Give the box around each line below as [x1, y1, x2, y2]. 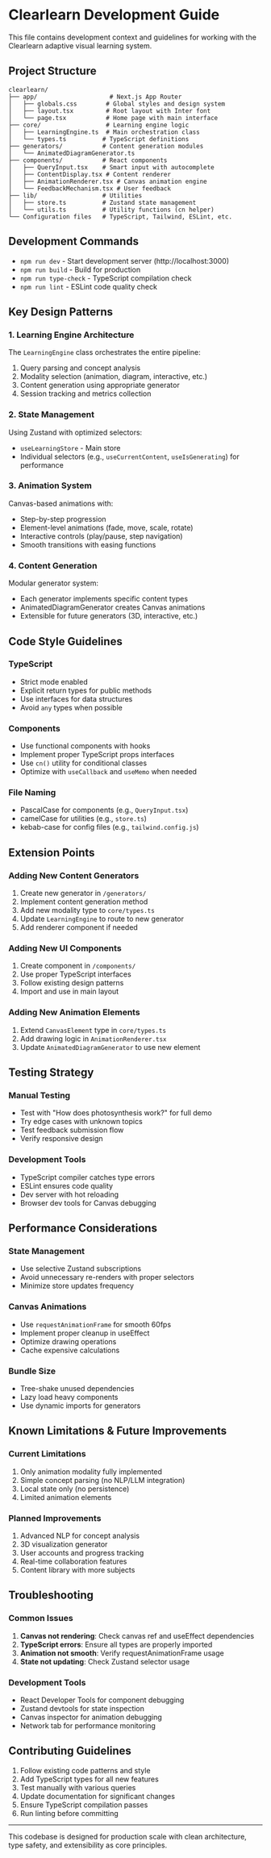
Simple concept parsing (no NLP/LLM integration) [19, 1475, 186, 1485]
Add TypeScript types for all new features [19, 1774, 159, 1784]
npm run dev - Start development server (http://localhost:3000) [19, 256, 230, 265]
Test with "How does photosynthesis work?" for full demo [19, 1108, 212, 1118]
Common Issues [8, 1613, 74, 1624]
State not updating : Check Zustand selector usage [19, 1656, 190, 1666]
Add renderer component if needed [19, 923, 139, 932]
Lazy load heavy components [19, 1392, 119, 1402]
